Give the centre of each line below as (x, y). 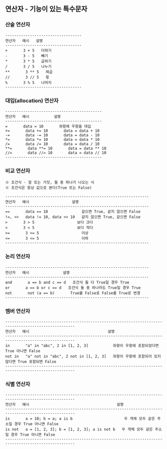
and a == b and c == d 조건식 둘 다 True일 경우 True (67, 282)
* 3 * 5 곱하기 (28, 61)
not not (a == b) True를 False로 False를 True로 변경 (73, 293)
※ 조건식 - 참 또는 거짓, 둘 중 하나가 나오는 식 (50, 183)
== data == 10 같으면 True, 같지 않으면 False (73, 212)
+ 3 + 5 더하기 (28, 50)
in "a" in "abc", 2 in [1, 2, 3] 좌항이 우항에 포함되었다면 (82, 346)
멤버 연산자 (18, 311)
